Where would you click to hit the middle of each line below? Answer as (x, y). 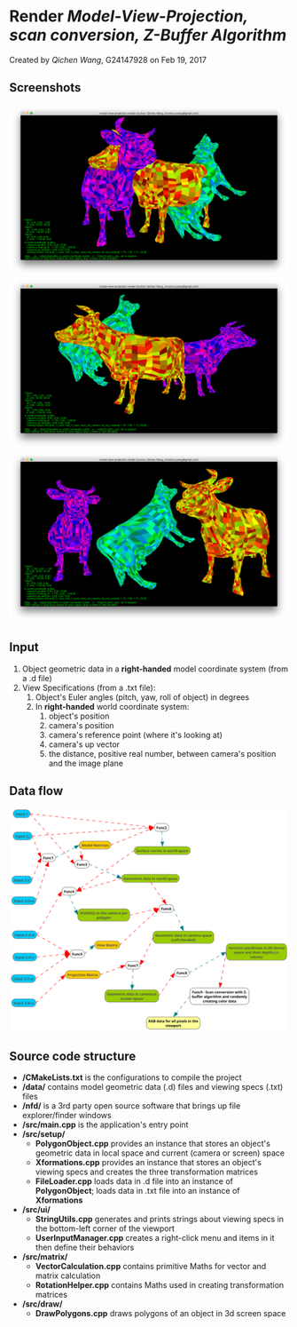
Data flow (36, 791)
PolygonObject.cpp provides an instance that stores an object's (152, 1144)
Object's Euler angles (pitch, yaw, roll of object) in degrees (142, 697)
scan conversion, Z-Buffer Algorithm (148, 35)
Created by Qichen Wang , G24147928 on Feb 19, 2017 (108, 60)
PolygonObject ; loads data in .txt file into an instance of (137, 1191)
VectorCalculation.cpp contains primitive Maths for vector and (151, 1267)
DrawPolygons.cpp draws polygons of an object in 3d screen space (160, 1314)
